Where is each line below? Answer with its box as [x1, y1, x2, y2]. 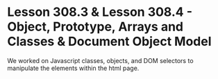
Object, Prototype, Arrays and [7, 19, 184, 35]
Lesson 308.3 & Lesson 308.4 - [7, 4, 193, 20]
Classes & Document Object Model [7, 34, 212, 49]
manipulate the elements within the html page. [7, 64, 140, 72]
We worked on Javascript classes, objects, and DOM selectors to [7, 56, 194, 64]
